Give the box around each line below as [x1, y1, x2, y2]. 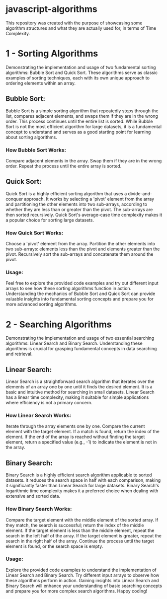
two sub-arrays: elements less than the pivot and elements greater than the [5, 246, 160, 252]
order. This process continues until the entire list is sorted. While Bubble [5, 118, 153, 124]
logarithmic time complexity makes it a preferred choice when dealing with [5, 488, 159, 494]
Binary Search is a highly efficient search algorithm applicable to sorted [5, 472, 152, 478]
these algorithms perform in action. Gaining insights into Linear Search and [5, 577, 159, 583]
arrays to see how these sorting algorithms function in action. [5, 286, 132, 292]
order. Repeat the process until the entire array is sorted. [5, 163, 122, 169]
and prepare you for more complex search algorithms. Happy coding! [5, 588, 148, 594]
